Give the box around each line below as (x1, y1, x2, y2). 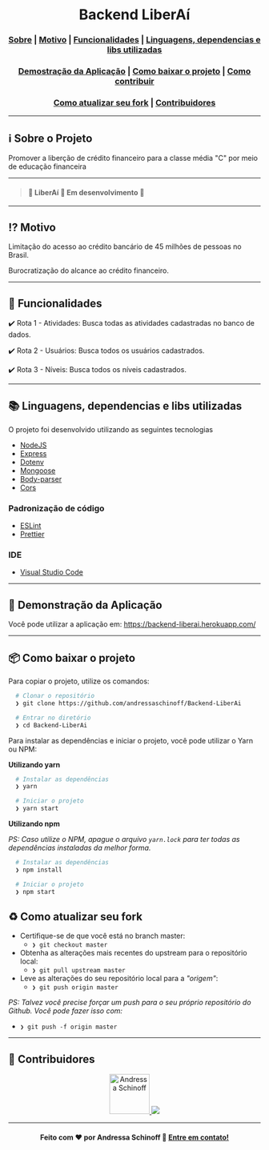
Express (19, 448, 47, 458)
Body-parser (19, 474, 62, 483)
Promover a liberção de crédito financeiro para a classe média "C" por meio (8, 154, 259, 163)
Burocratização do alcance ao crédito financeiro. (8, 266, 170, 275)
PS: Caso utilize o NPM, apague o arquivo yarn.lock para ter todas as (8, 835, 240, 843)
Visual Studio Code (19, 567, 84, 577)
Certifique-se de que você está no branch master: (19, 931, 186, 941)
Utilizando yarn (8, 759, 61, 769)
